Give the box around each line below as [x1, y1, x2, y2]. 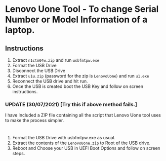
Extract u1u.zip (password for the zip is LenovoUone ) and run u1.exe [12, 73, 149, 79]
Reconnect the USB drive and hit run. [12, 78, 88, 84]
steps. [12, 151, 25, 157]
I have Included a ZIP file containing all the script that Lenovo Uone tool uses [5, 112, 162, 118]
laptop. [5, 25, 35, 36]
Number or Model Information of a [5, 14, 148, 25]
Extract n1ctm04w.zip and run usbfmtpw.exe [12, 57, 100, 63]
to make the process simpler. [5, 118, 64, 123]
